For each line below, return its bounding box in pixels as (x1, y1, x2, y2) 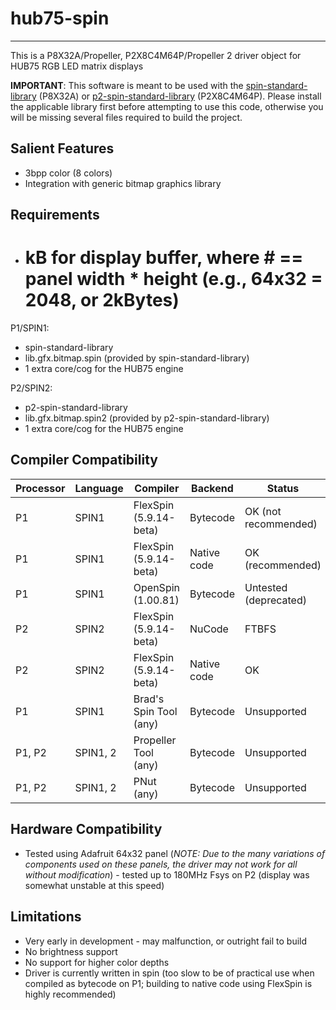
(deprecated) (244, 593, 307, 607)
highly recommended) (24, 988, 117, 1000)
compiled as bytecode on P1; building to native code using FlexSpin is (24, 977, 313, 989)
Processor (15, 481, 66, 495)
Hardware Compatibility (10, 821, 163, 838)
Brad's (133, 692, 165, 706)
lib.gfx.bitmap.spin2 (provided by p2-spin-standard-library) (24, 412, 270, 424)
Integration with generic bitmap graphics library (24, 177, 222, 189)
